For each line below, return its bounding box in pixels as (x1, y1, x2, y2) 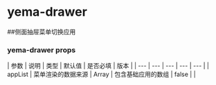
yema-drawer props (7, 45, 76, 55)
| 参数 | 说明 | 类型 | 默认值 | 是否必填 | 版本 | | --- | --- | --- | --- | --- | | (7, 62, 210, 70)
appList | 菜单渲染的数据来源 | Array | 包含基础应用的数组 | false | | (7, 70, 196, 79)
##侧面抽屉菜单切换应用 (7, 27, 76, 36)
